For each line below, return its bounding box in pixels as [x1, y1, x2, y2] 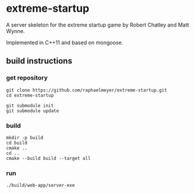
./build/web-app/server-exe [6, 182, 75, 189]
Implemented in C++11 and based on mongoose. [6, 39, 124, 46]
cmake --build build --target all [6, 155, 91, 161]
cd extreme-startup [6, 92, 54, 98]
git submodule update [6, 108, 60, 114]
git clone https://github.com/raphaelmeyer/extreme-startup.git [6, 87, 167, 93]
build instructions [6, 56, 72, 66]
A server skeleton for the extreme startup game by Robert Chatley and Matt [6, 21, 190, 28]
